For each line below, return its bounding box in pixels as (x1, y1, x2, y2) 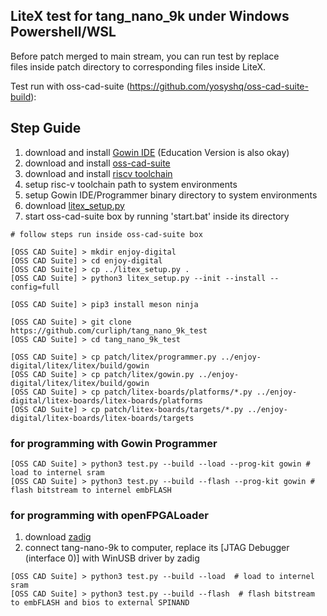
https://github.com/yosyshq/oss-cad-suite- (129, 80, 309, 92)
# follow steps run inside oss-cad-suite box (10, 229, 203, 239)
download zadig (24, 531, 92, 543)
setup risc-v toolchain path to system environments (24, 178, 238, 190)
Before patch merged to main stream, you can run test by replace (10, 50, 280, 62)
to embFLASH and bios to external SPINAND (10, 598, 190, 608)
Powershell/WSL (10, 24, 117, 41)
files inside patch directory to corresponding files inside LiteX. (10, 60, 266, 73)
